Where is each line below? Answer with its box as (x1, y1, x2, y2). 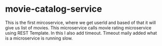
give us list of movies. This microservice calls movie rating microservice (5, 24, 152, 30)
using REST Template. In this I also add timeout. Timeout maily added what (5, 30, 157, 36)
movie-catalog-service (5, 3, 102, 15)
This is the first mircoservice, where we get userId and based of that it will (5, 20, 156, 25)
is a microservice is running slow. (5, 35, 73, 41)
